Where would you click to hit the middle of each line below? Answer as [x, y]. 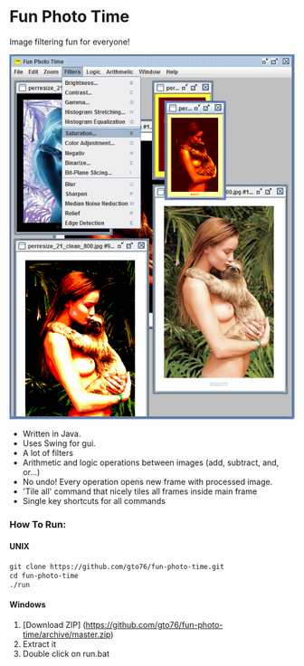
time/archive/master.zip [66, 634]
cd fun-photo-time [44, 576]
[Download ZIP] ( [54, 624]
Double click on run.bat [66, 653]
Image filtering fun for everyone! [70, 42]
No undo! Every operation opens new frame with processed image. [147, 482]
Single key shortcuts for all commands [94, 501]
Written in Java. [52, 434]
